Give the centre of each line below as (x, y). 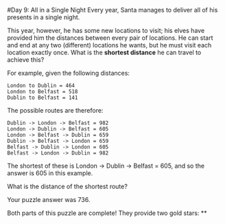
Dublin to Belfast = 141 (43, 98)
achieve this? (26, 60)
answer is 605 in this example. (50, 173)
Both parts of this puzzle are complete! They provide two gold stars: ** (107, 213)
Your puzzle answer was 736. (49, 200)
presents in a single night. (44, 17)
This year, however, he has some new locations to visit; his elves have (106, 31)
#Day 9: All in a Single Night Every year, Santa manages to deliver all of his (113, 10)
